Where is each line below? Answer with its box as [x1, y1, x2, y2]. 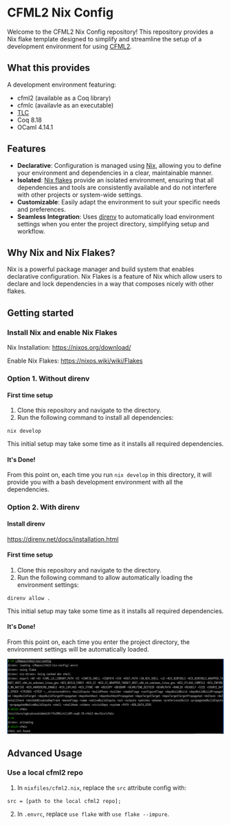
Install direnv [7, 519, 45, 528]
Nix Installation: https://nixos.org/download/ [7, 343, 131, 352]
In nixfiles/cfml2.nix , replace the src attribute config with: [16, 783, 187, 792]
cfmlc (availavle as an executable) [16, 101, 114, 109]
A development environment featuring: [7, 81, 117, 89]
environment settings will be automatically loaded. [7, 645, 149, 653]
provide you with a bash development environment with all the [7, 478, 184, 486]
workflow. [16, 227, 45, 235]
